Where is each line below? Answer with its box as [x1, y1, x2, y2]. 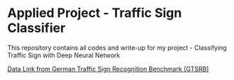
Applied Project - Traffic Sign [7, 5, 182, 21]
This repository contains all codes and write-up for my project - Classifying [7, 43, 227, 52]
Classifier [7, 20, 66, 36]
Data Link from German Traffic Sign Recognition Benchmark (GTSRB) [7, 64, 209, 73]
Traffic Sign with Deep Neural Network [7, 51, 121, 59]
